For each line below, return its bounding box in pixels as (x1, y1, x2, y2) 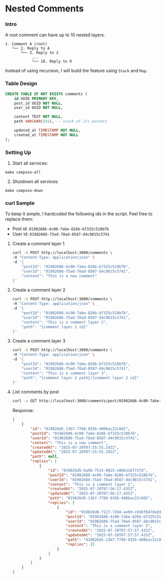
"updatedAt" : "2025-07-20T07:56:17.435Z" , (48, 491, 137, 496)
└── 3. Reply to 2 (20, 50, 58, 55)
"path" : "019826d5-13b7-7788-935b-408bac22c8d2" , (48, 496, 153, 501)
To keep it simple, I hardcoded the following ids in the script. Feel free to (5, 211, 153, 217)
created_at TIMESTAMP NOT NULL (14, 132, 79, 137)
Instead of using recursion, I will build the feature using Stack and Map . (5, 68, 148, 74)
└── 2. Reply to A (11, 46, 50, 51)
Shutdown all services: (12, 178, 59, 184)
